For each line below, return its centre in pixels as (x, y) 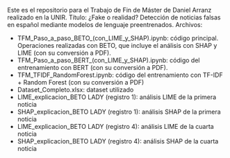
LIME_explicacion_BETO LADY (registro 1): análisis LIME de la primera (117, 97)
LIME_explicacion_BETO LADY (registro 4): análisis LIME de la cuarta (115, 126)
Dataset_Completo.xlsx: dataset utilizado (75, 90)
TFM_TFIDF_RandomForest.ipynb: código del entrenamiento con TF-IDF (120, 75)
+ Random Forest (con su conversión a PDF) (81, 82)
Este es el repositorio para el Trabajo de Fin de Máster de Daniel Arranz (109, 10)
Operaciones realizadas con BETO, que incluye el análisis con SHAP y (117, 45)
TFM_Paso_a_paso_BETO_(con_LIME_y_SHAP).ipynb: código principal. (118, 38)
